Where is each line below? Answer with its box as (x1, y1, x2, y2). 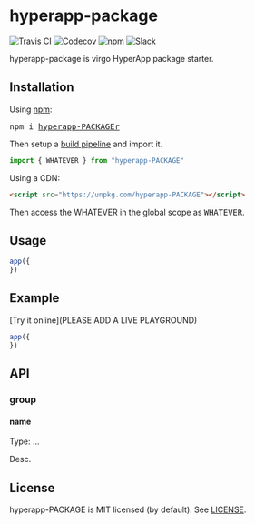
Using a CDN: (9, 172, 61, 183)
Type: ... (9, 436, 40, 447)
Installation (9, 79, 74, 96)
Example (9, 290, 60, 306)
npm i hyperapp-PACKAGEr (9, 121, 120, 132)
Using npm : (9, 104, 53, 115)
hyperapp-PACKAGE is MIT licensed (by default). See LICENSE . (9, 504, 247, 515)
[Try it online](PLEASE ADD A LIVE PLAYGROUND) (9, 315, 198, 326)
